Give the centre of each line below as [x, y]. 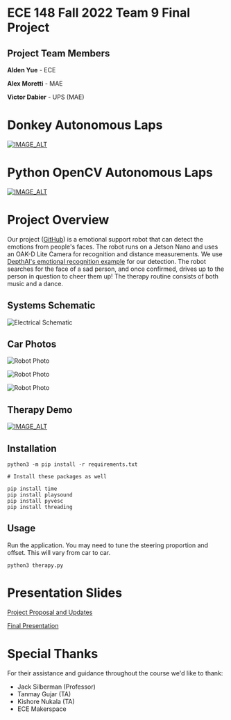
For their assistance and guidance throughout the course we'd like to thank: [115, 673]
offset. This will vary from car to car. [59, 552]
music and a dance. [35, 283]
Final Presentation [33, 625]
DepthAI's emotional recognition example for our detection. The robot [106, 261]
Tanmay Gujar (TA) [44, 694]
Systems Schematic [51, 305]
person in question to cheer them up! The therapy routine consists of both [113, 276]
